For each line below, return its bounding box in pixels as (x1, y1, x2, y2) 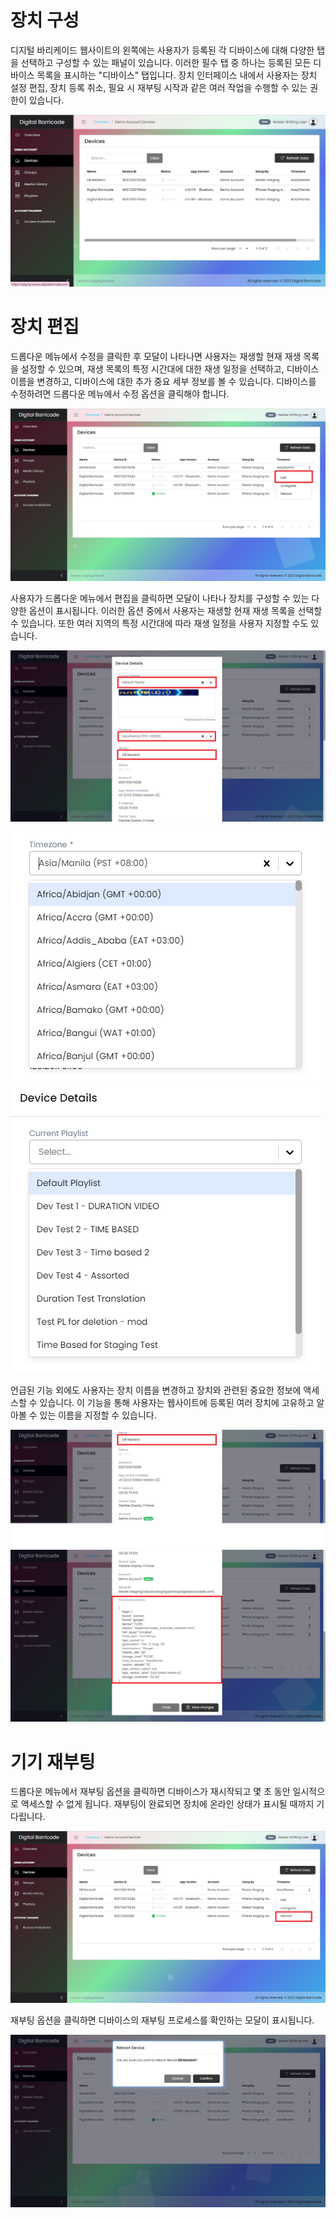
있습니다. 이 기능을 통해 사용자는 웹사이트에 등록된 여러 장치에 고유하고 (39, 1397, 315, 1409)
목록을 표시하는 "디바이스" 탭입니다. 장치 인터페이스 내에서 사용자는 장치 (36, 69, 318, 81)
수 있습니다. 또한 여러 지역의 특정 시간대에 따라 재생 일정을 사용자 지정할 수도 (10, 617, 309, 629)
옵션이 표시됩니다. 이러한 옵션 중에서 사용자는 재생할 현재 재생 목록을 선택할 (28, 604, 323, 616)
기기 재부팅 (10, 1751, 96, 1773)
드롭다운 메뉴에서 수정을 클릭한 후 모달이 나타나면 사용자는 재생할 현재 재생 (10, 351, 302, 362)
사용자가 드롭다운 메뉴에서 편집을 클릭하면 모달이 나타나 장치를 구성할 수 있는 (10, 592, 310, 604)
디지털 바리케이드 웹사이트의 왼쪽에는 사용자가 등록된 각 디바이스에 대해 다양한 (10, 44, 315, 56)
